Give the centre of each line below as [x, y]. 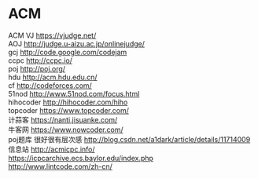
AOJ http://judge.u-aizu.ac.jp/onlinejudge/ [77, 43]
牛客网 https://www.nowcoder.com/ [66, 130]
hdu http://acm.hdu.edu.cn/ [53, 77]
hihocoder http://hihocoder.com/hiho [68, 102]
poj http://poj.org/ [37, 68]
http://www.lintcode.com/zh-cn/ [60, 166]
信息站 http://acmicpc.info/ [52, 149]
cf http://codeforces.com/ [50, 85]
